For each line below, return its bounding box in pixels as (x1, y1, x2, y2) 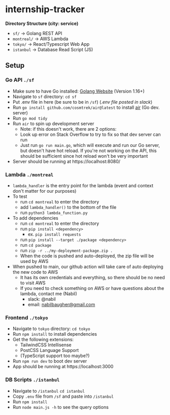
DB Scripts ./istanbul (5, 376, 60, 383)
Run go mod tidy (12, 115, 48, 121)
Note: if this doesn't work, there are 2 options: (20, 126, 117, 132)
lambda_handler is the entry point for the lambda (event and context (12, 182, 154, 189)
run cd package (20, 242, 52, 248)
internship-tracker (5, 4, 85, 15)
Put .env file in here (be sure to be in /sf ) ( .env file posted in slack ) (12, 99, 153, 105)
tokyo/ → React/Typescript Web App (12, 41, 90, 47)
